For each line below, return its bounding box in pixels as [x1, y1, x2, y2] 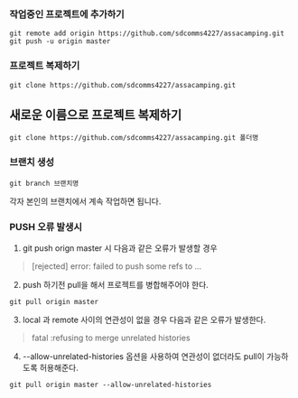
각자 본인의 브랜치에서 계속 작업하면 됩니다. [9, 196, 162, 207]
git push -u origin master [9, 37, 111, 46]
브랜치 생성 [9, 156, 55, 169]
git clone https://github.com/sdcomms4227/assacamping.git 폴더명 [9, 134, 259, 143]
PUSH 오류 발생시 [9, 220, 83, 233]
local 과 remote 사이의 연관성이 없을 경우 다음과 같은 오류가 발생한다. [22, 314, 266, 325]
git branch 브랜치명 [9, 179, 79, 188]
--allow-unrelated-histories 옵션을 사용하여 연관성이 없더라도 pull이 [22, 351, 265, 362]
